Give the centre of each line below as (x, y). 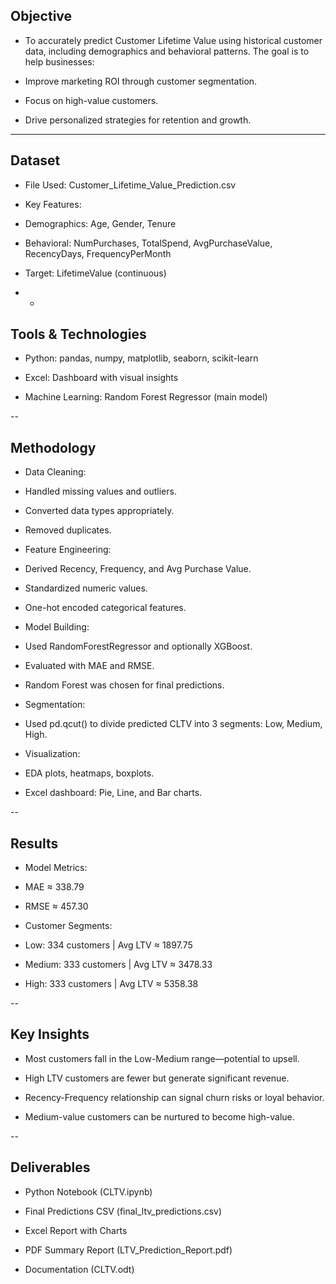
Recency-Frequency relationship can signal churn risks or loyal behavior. (174, 1097)
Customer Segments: (68, 926)
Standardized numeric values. (86, 588)
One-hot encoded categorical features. (105, 608)
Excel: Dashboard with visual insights (101, 378)
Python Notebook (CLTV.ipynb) (88, 1191)
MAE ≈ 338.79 (54, 887)
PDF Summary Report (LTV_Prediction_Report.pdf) (128, 1250)
